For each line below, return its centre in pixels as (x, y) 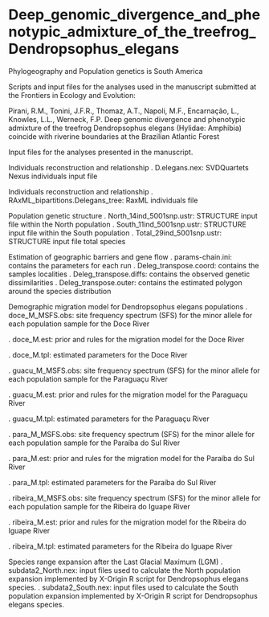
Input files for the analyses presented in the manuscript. (101, 152)
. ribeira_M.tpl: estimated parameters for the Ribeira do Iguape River (120, 546)
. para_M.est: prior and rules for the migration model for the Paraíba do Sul (132, 458)
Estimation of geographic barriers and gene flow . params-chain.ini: (120, 257)
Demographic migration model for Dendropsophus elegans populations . (128, 306)
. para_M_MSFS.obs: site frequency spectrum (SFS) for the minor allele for (132, 434)
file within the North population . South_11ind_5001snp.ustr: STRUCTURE (127, 224)
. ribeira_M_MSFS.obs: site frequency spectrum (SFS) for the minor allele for (134, 498)
